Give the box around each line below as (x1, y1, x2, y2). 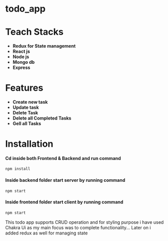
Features (5, 82, 44, 94)
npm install (5, 167, 30, 172)
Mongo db (12, 59, 35, 65)
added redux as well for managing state (5, 230, 88, 236)
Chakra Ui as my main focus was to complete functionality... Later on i (5, 224, 151, 230)
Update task (12, 104, 39, 110)
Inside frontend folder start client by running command (5, 199, 123, 205)
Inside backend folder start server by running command (5, 177, 125, 183)
